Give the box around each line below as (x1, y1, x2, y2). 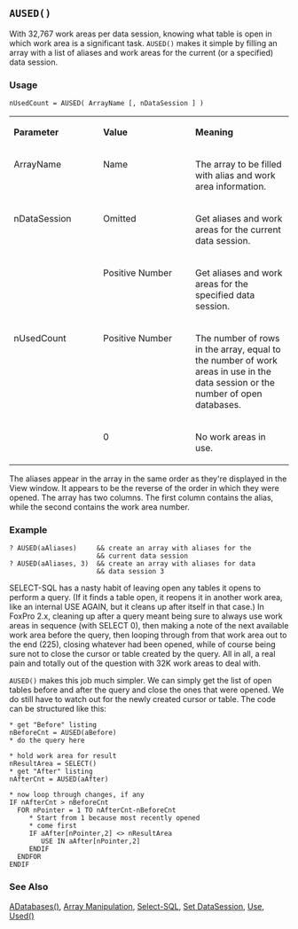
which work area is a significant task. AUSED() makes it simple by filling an (9, 37, 278, 48)
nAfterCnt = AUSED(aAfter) (9, 775, 109, 784)
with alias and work (194, 169, 276, 182)
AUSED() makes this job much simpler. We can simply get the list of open (9, 675, 272, 686)
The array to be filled (194, 159, 282, 171)
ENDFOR (17, 853, 42, 862)
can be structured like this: (9, 704, 106, 714)
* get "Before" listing (9, 721, 98, 730)
